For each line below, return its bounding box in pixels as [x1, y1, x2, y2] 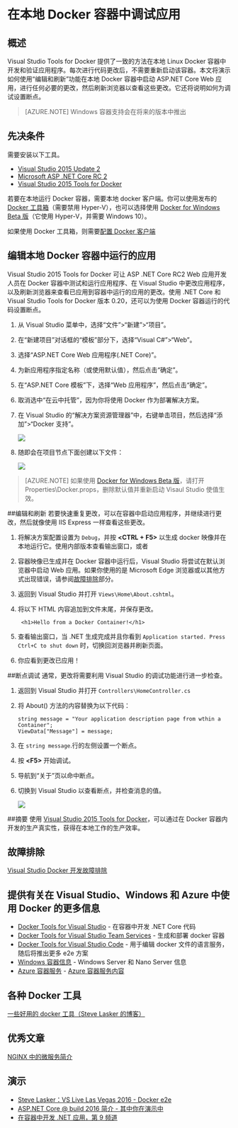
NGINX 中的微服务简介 [7, 1052, 73, 1061]
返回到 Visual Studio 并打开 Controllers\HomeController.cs [17, 686, 191, 694]
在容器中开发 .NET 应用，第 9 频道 [17, 1113, 118, 1122]
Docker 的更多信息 [18, 902, 101, 914]
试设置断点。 [7, 93, 45, 101]
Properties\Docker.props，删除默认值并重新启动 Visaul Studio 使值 [24, 485, 219, 493]
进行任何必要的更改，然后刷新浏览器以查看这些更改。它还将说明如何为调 [19, 84, 231, 92]
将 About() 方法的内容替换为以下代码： [17, 701, 131, 709]
